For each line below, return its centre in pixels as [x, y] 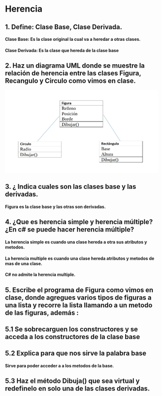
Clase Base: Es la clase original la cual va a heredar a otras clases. [73, 39]
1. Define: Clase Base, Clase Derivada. [64, 27]
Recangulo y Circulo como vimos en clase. [71, 81]
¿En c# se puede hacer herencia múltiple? [70, 230]
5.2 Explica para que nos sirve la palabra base [76, 353]
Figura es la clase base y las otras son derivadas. [55, 207]
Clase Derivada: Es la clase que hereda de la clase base [62, 50]
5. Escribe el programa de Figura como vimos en [79, 290]
